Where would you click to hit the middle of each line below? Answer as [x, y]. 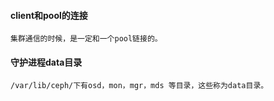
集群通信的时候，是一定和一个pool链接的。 [86, 39]
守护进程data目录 [46, 62]
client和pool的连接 [49, 15]
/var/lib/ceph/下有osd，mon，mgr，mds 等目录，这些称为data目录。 [139, 86]
